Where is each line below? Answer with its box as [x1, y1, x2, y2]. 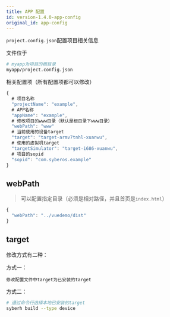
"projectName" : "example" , [11, 101, 78, 107]
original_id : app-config [6, 20, 68, 26]
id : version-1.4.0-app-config [6, 14, 81, 20]
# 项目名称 [11, 96, 35, 102]
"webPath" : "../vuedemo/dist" [11, 212, 86, 219]
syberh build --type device [6, 305, 76, 311]
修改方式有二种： [6, 251, 48, 258]
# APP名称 [11, 106, 34, 113]
